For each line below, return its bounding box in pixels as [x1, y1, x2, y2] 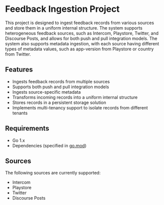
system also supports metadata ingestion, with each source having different [5, 40, 159, 46]
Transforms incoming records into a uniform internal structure [12, 94, 138, 100]
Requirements [5, 124, 49, 133]
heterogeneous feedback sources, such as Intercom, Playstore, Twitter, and [5, 30, 159, 36]
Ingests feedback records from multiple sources [12, 78, 110, 84]
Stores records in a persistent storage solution [12, 100, 106, 105]
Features [5, 66, 33, 74]
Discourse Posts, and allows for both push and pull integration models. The [5, 35, 158, 41]
